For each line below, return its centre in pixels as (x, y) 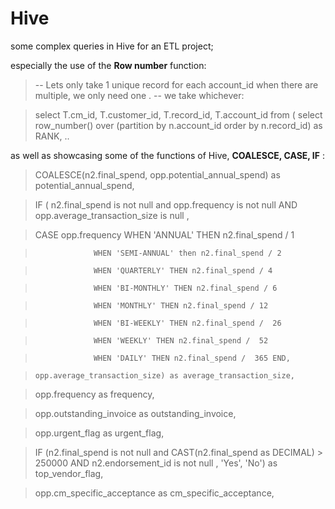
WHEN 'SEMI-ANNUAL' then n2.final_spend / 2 (187, 253)
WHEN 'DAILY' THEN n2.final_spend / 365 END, (192, 358)
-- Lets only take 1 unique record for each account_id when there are (176, 84)
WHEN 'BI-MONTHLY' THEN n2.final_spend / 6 (185, 288)
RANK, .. (52, 136)
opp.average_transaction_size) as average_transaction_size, (165, 375)
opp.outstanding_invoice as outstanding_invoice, (135, 413)
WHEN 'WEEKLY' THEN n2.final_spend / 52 (181, 340)
